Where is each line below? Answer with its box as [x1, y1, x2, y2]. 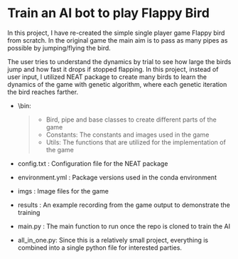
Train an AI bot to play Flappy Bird [7, 5, 210, 21]
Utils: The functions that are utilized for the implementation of [45, 137, 226, 147]
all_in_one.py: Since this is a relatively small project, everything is [17, 236, 208, 244]
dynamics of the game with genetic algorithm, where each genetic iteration [7, 80, 227, 88]
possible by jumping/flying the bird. [7, 43, 112, 52]
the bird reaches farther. [7, 88, 79, 96]
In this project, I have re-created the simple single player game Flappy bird [7, 28, 225, 37]
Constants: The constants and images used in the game [45, 130, 210, 139]
